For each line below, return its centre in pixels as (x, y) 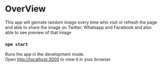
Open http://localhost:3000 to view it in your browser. (59, 59)
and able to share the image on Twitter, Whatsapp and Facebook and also (78, 27)
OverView (25, 9)
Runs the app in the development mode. (45, 54)
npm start (16, 44)
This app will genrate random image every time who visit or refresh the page (81, 22)
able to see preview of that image (38, 32)
